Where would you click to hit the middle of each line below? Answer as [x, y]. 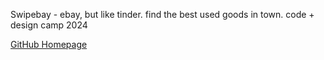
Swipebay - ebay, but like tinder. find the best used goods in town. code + [162, 14]
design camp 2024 [49, 25]
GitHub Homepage [49, 44]
